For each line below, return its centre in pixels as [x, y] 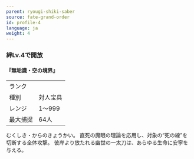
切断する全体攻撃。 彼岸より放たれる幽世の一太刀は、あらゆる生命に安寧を [97, 143]
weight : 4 [18, 34]
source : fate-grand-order [38, 17]
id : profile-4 [24, 22]
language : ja [22, 28]
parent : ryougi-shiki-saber [41, 11]
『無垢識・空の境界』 [32, 70]
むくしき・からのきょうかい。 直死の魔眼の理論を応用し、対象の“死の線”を [97, 135]
